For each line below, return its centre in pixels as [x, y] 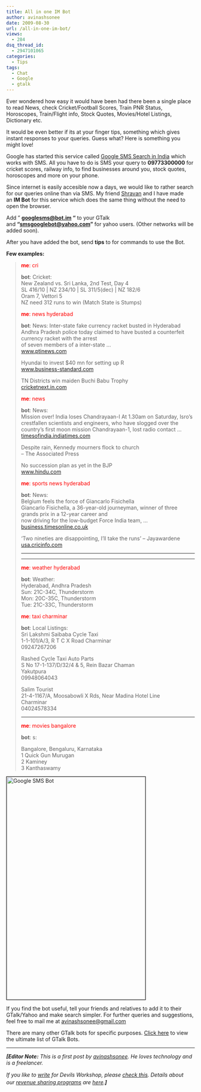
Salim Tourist [37, 689]
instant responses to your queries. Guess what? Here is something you [93, 138]
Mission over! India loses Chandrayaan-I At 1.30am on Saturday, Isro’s [107, 417]
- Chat [20, 73]
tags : [13, 67]
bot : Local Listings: [44, 628]
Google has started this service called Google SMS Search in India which [96, 156]
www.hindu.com [41, 472]
